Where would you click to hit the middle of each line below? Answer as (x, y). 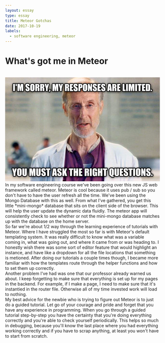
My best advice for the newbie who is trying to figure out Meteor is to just (79, 299)
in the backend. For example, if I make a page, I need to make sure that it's (81, 284)
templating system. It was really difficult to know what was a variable (75, 237)
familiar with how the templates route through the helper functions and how (81, 263)
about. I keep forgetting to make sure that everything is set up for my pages (82, 278)
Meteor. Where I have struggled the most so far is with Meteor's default (77, 232)
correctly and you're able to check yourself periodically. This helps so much (82, 320)
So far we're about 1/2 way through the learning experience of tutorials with (82, 226)
